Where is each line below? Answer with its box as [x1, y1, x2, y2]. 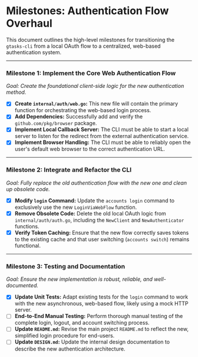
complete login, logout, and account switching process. [14, 319, 150, 326]
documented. [6, 282, 38, 289]
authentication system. [6, 48, 62, 55]
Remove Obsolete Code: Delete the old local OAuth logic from [14, 209, 166, 217]
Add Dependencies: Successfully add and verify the [14, 113, 143, 120]
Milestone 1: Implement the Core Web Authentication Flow [6, 69, 176, 77]
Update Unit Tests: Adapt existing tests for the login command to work [14, 293, 189, 300]
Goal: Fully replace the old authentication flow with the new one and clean [6, 179, 187, 186]
